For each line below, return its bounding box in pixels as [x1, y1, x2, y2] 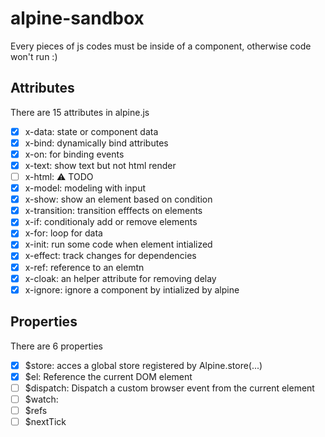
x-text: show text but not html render [24, 159, 177, 171]
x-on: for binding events [24, 148, 125, 160]
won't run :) [10, 50, 58, 62]
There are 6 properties [10, 340, 103, 352]
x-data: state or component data [24, 125, 159, 137]
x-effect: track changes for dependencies [24, 250, 197, 262]
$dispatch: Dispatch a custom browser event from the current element [24, 382, 315, 394]
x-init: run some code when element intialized [24, 238, 213, 251]
